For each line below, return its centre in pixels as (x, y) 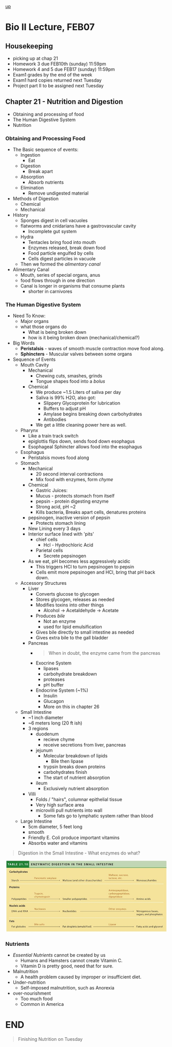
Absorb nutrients (46, 182)
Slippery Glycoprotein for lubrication (82, 403)
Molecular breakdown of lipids (75, 756)
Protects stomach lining (61, 523)
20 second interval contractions (70, 474)
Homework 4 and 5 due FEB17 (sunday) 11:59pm (64, 69)
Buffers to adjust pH (65, 409)
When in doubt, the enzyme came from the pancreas (104, 653)
